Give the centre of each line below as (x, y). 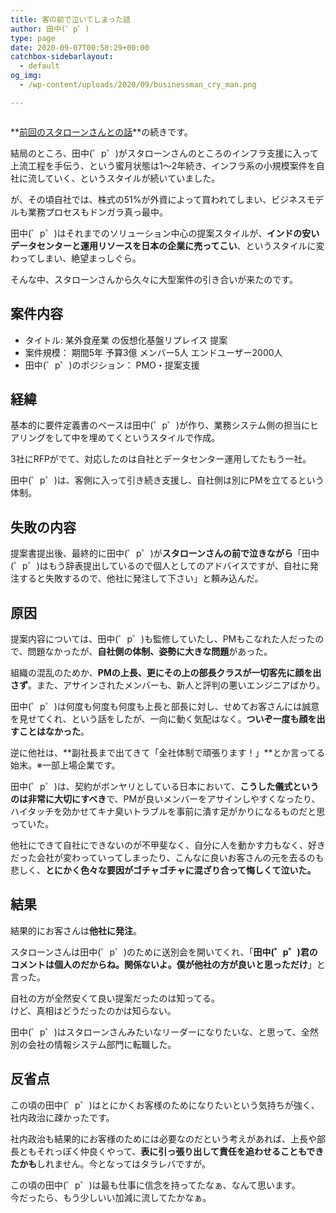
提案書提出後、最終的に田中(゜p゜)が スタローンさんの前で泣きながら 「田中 (165, 553)
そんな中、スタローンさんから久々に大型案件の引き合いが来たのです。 (154, 279)
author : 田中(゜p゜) (50, 29)
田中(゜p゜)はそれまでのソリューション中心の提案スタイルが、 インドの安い (165, 233)
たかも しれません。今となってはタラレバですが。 (110, 1163)
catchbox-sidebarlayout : (62, 57)
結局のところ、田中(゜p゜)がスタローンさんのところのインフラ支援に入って (164, 153)
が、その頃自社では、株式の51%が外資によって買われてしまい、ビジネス (158, 199)
